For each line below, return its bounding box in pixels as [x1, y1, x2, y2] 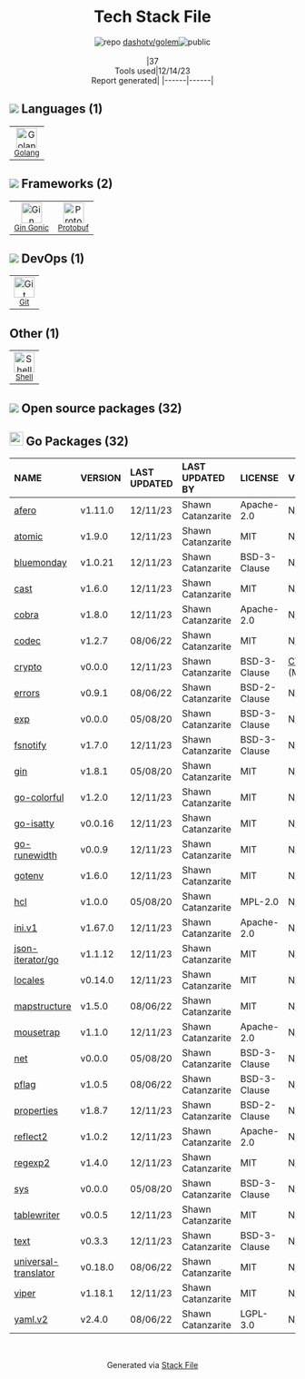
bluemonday [14, 557, 68, 569]
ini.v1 [14, 921, 38, 934]
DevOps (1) [21, 251, 84, 266]
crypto [14, 661, 43, 674]
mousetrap [14, 1026, 61, 1039]
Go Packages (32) [25, 433, 129, 448]
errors [14, 687, 41, 700]
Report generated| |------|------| [91, 74, 214, 85]
